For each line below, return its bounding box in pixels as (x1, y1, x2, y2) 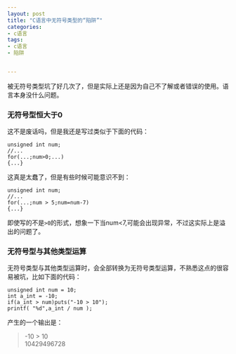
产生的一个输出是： (7, 318, 63, 327)
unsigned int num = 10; (7, 287, 77, 294)
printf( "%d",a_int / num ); (7, 305, 93, 313)
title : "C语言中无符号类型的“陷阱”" (7, 17, 103, 24)
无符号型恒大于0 (7, 110, 63, 119)
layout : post (7, 10, 46, 18)
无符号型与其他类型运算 (7, 247, 86, 256)
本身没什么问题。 (13, 91, 63, 99)
